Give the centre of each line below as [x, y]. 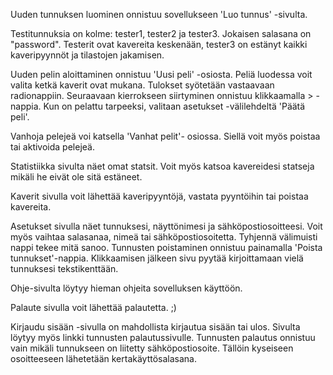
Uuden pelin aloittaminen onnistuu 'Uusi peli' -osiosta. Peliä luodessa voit [161, 74]
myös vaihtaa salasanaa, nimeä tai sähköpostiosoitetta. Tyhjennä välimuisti [164, 237]
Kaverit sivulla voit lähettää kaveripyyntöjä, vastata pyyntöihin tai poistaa [159, 196]
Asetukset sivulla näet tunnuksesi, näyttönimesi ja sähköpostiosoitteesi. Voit [166, 226]
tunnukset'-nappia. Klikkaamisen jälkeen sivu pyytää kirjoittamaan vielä [157, 258]
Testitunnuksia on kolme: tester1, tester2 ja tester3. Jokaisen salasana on [161, 33]
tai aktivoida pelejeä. [52, 147]
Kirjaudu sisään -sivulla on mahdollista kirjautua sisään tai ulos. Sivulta [155, 327]
